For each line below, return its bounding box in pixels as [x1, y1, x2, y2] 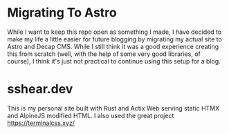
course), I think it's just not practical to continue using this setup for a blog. [7, 57, 221, 65]
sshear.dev [7, 82, 73, 97]
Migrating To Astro [7, 5, 117, 21]
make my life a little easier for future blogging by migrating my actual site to [7, 35, 223, 43]
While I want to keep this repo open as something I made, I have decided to [7, 28, 222, 36]
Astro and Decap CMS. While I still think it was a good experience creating [7, 42, 219, 50]
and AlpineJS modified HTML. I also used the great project [7, 111, 174, 119]
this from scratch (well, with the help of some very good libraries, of [7, 50, 201, 58]
